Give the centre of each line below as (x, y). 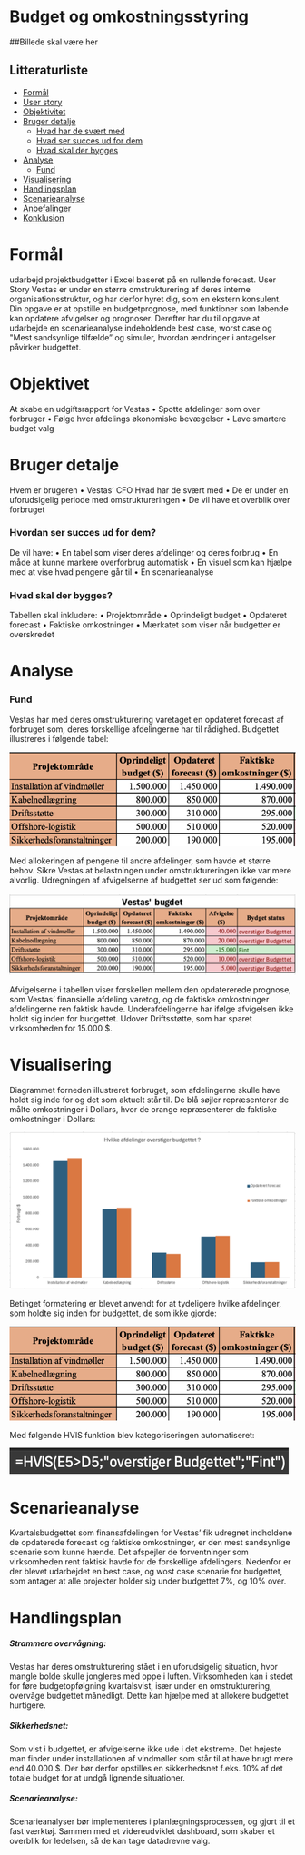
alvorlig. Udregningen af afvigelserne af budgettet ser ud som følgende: (144, 880)
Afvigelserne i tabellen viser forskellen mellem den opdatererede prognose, (151, 989)
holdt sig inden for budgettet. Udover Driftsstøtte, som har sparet (131, 1018)
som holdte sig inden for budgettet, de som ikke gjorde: (113, 1313)
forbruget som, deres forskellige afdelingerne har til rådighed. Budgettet (144, 729)
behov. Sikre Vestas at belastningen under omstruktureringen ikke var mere (151, 870)
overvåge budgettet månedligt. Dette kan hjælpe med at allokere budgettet (149, 1695)
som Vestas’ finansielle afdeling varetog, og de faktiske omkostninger (139, 999)
